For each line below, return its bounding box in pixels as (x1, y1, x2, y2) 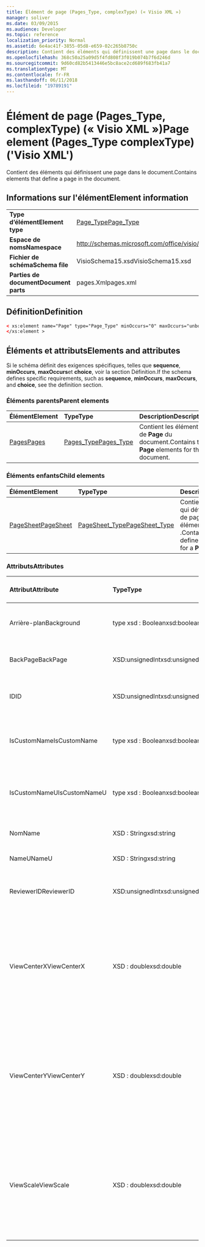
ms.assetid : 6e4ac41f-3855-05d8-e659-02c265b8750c (6, 43, 138, 50)
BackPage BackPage (9, 655, 68, 664)
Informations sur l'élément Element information (6, 193, 189, 203)
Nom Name (9, 829, 41, 838)
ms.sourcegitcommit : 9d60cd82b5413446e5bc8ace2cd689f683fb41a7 (6, 60, 171, 66)
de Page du (139, 430, 173, 439)
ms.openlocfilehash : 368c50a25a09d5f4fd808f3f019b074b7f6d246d (6, 54, 171, 61)
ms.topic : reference (6, 32, 59, 38)
